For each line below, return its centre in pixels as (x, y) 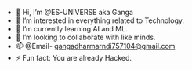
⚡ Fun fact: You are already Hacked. (73, 58)
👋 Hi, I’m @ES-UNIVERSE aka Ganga (74, 12)
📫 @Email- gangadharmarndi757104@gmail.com (95, 46)
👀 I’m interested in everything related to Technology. (100, 20)
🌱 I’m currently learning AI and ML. (71, 29)
